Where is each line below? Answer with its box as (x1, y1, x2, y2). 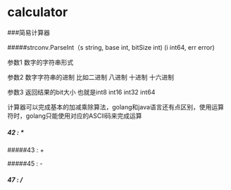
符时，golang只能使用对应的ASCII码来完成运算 (7, 111, 142, 120)
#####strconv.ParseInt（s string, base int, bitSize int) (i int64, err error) (7, 43, 215, 51)
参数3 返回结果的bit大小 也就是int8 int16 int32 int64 (7, 88, 156, 96)
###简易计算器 (7, 28, 51, 36)
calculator (7, 4, 68, 20)
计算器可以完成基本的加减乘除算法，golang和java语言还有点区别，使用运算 (7, 102, 224, 111)
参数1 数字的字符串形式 (7, 57, 74, 67)
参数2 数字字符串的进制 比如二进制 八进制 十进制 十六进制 (7, 73, 175, 81)
